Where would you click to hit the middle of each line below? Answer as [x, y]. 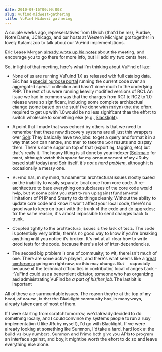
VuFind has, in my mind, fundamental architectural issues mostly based [83, 177]
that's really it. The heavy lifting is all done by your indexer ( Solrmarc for [84, 153]
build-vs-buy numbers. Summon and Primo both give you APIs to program [79, 334]
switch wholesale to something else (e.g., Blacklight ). [65, 118]
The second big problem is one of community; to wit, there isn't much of [84, 253]
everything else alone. [27, 344]
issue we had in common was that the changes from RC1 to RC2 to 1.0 [82, 97]
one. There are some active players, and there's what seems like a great [84, 259]
